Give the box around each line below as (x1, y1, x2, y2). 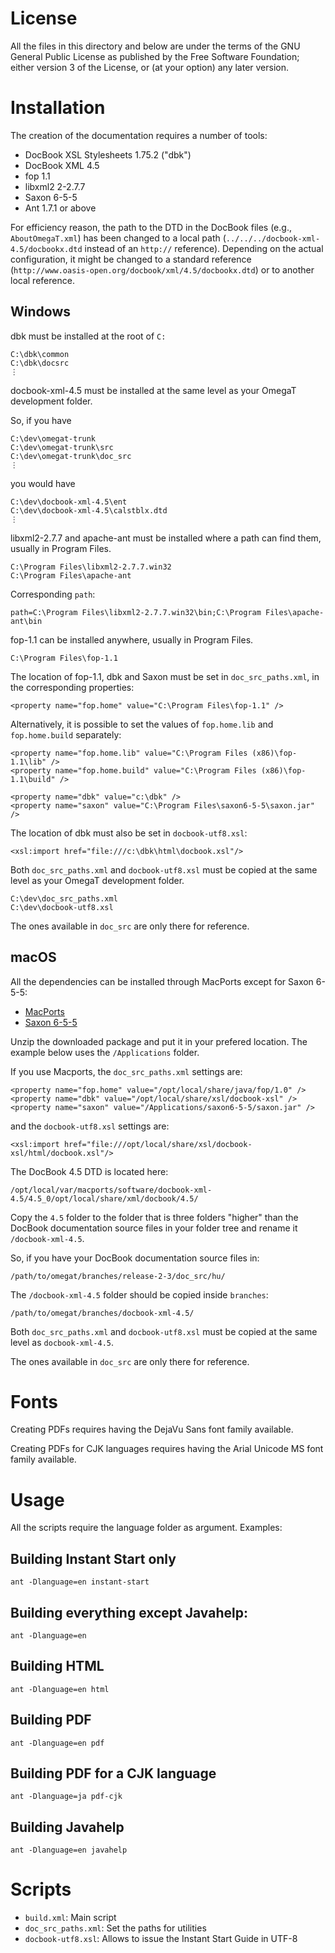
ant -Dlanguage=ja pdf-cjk (10, 1792, 123, 1802)
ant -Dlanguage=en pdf (10, 1738, 105, 1748)
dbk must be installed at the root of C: (10, 330, 167, 342)
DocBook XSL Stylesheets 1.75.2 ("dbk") (24, 148, 192, 161)
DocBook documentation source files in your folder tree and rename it (10, 1222, 298, 1234)
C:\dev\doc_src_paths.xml (10, 893, 118, 904)
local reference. (10, 274, 75, 286)
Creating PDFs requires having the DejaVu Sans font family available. (10, 1423, 294, 1436)
